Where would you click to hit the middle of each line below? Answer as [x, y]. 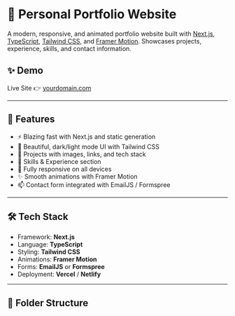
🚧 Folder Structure [48, 303]
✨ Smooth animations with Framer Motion [77, 176]
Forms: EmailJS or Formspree [61, 267]
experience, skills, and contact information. [69, 48]
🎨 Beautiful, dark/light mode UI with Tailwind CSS [88, 146]
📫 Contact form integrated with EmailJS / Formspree [94, 184]
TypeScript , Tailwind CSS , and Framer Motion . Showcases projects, [104, 41]
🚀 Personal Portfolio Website [92, 14]
